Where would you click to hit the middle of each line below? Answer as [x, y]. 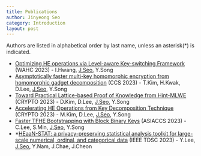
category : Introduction [36, 23]
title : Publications [32, 12]
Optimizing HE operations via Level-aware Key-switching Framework [100, 64]
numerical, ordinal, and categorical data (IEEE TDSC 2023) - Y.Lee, [112, 140]
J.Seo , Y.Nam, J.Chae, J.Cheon [53, 146]
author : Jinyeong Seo [33, 17]
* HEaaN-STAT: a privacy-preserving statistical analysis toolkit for [96, 134]
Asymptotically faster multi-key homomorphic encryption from [92, 76]
